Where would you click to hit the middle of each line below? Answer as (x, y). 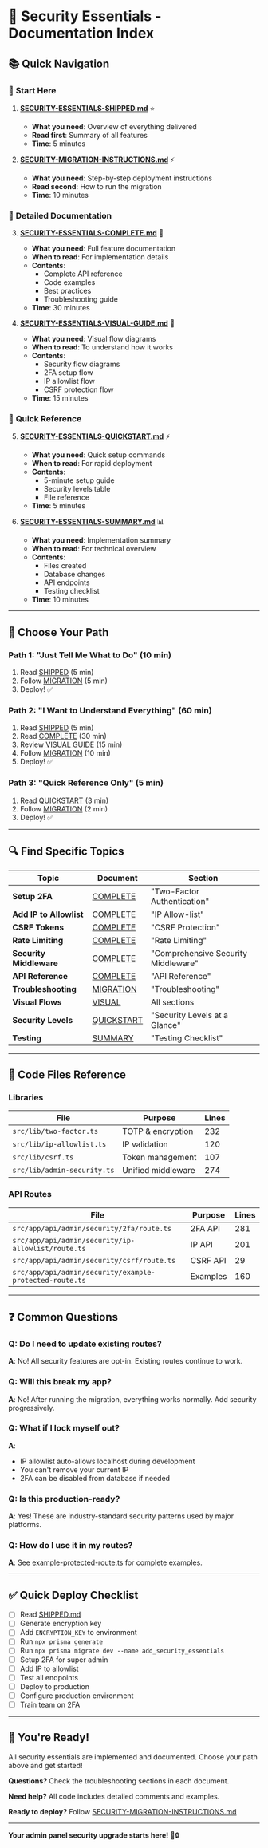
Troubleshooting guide (81, 299)
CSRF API (208, 1260)
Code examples (69, 282)
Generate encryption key (61, 1624)
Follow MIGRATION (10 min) (65, 753)
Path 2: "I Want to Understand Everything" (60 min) (110, 711)
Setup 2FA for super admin (64, 1660)
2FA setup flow (68, 373)
